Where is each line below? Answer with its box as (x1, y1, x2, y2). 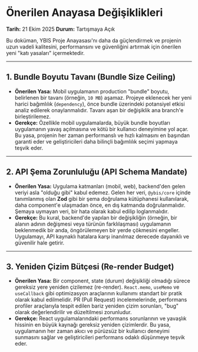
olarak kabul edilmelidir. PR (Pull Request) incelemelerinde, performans (14, 296, 187, 304)
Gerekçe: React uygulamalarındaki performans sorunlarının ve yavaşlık (14, 315, 187, 322)
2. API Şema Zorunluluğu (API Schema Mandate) (6, 167, 187, 177)
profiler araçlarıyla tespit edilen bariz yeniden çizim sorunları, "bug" (14, 302, 179, 309)
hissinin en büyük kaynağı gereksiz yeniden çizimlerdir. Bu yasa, (14, 321, 171, 328)
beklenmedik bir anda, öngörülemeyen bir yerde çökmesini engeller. (14, 226, 180, 233)
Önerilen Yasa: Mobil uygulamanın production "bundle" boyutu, (14, 87, 170, 94)
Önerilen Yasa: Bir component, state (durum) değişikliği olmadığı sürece (14, 278, 190, 285)
